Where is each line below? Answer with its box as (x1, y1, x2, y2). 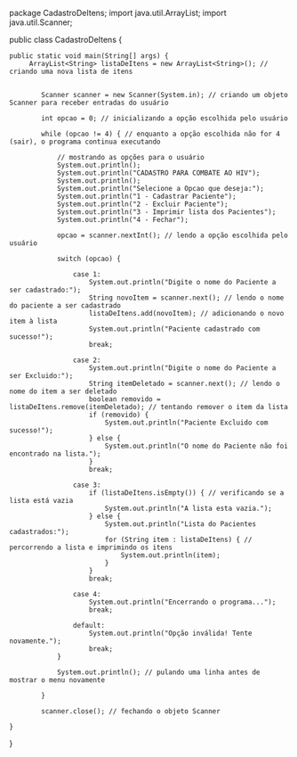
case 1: (72, 270, 101, 279)
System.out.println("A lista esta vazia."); (104, 504, 273, 513)
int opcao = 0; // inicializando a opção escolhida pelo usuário (41, 114, 289, 123)
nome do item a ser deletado (9, 387, 117, 396)
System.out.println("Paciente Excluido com (104, 418, 269, 427)
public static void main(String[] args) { (9, 52, 169, 61)
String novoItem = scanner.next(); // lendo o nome (88, 293, 285, 302)
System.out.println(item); (120, 551, 221, 560)
